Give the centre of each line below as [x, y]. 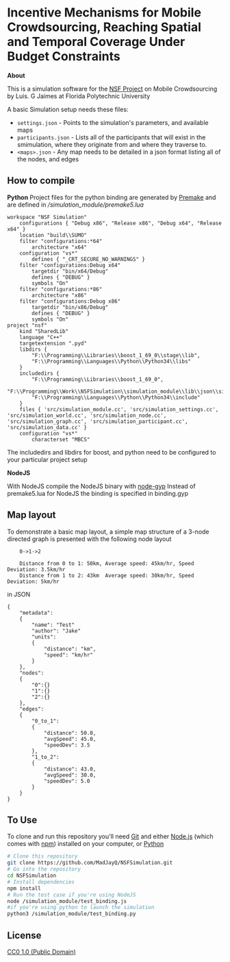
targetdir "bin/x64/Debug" [70, 271]
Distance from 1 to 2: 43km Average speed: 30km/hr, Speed [107, 575]
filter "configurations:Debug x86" [70, 301]
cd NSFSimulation [32, 875]
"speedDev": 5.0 [67, 781]
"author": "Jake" [56, 631]
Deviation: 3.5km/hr [37, 569]
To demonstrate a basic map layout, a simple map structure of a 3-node [108, 531]
